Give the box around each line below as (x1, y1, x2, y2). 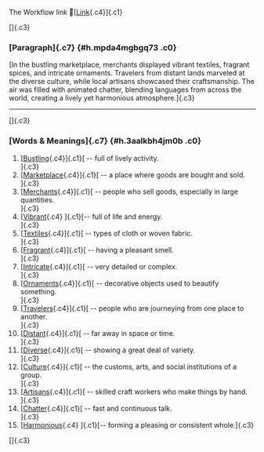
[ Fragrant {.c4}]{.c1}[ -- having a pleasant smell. (20, 245, 175, 254)
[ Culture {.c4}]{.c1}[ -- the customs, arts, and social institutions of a (20, 362, 237, 371)
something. (20, 286, 57, 296)
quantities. (20, 195, 55, 204)
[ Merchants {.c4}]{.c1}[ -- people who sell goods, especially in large (20, 187, 238, 196)
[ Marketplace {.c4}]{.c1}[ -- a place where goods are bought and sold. (20, 169, 246, 180)
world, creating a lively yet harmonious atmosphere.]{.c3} (9, 93, 195, 103)
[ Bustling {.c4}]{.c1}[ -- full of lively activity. (20, 153, 159, 162)
